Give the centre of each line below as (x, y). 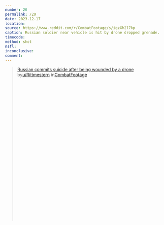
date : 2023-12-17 (23, 19)
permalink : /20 (21, 14)
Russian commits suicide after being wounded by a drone (75, 70)
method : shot (18, 42)
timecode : (15, 37)
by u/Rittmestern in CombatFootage (52, 75)
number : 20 (16, 10)
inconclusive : (20, 51)
